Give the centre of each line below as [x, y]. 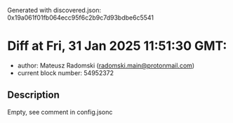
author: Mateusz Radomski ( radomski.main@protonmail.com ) [106, 65]
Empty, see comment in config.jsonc [60, 112]
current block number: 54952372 [66, 72]
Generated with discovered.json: [54, 10]
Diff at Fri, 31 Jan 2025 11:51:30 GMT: [117, 46]
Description [33, 95]
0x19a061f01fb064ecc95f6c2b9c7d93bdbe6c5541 [81, 18]
